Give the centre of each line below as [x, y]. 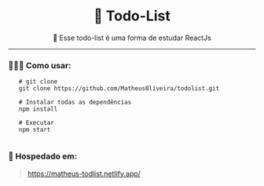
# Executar [37, 123]
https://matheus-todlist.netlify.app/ [84, 173]
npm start [35, 130]
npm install [38, 109]
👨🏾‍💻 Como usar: [40, 65]
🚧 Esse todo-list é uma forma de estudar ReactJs [132, 38]
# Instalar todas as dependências [75, 102]
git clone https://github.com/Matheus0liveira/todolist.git [119, 89]
